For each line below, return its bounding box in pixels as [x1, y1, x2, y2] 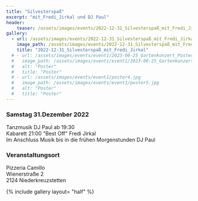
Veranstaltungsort [6, 151, 60, 159]
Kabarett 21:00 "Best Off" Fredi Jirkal [6, 130, 96, 137]
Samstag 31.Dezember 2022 [6, 110, 90, 118]
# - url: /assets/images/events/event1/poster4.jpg [11, 74, 141, 80]
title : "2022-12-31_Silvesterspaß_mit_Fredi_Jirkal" [16, 47, 149, 53]
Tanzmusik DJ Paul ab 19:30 [6, 124, 75, 131]
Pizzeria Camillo [6, 164, 45, 172]
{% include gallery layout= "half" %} [6, 188, 94, 195]
